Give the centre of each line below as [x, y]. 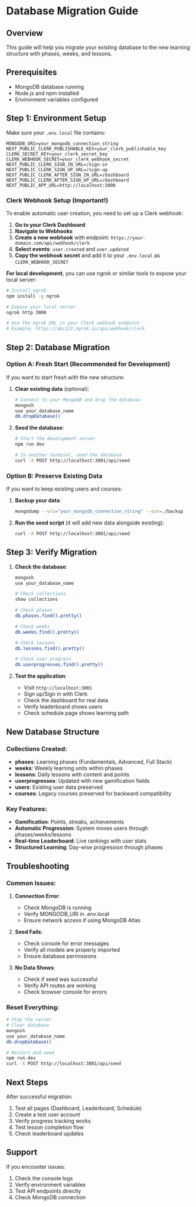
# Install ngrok [26, 291]
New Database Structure [53, 732]
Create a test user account [47, 1115]
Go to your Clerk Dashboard [50, 224]
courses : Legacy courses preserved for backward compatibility [93, 793]
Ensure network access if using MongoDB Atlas [82, 920]
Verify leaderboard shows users [63, 707]
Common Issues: [31, 883]
